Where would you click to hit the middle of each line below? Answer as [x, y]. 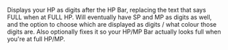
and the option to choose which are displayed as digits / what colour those [112, 24]
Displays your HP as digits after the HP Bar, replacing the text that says [106, 10]
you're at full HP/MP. [36, 39]
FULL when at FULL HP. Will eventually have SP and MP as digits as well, [110, 17]
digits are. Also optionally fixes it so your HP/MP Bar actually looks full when [114, 32]
